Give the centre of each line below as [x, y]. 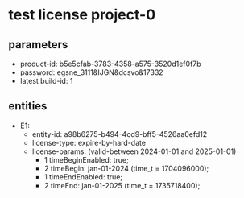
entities [28, 106]
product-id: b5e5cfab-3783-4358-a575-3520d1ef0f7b [110, 64]
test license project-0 [82, 15]
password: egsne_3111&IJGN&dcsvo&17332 [91, 72]
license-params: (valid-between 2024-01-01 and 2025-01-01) [134, 151]
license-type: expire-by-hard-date [89, 142]
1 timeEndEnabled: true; [83, 177]
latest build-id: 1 [46, 81]
